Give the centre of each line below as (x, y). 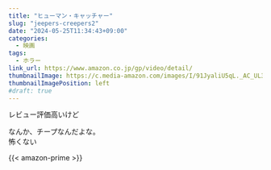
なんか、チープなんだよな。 (54, 132)
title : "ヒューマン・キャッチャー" (61, 16)
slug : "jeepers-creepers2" (54, 23)
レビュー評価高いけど (44, 114)
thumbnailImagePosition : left (59, 83)
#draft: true (30, 91)
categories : (28, 38)
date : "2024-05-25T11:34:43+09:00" (68, 31)
